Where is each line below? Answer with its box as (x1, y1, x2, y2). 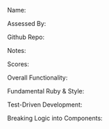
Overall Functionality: (7, 73, 68, 82)
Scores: (7, 60, 29, 68)
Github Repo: (7, 33, 45, 41)
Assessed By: (7, 20, 47, 27)
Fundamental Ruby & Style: (7, 87, 85, 95)
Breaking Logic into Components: (7, 114, 103, 122)
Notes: (7, 47, 26, 54)
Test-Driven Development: (7, 100, 83, 109)
